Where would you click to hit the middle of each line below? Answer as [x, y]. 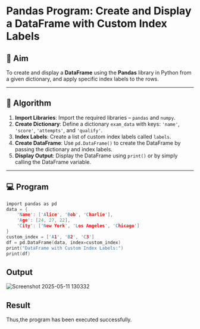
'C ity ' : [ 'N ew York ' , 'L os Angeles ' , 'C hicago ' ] [78, 226]
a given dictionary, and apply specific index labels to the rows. [83, 79]
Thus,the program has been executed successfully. [69, 319]
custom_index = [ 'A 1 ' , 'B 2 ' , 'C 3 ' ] [50, 237]
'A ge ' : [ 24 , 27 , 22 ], [43, 221]
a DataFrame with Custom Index [87, 24]
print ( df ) [18, 254]
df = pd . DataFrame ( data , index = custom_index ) [63, 243]
